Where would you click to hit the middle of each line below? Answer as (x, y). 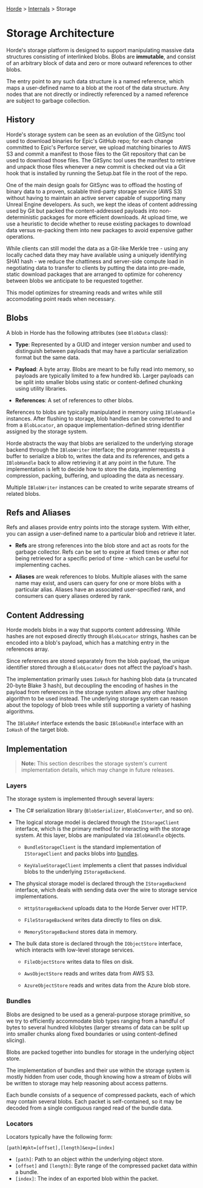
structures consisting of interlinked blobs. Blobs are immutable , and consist (101, 57)
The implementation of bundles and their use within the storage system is (98, 1070)
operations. (21, 236)
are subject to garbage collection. (48, 100)
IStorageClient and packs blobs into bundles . (82, 854)
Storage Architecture (61, 33)
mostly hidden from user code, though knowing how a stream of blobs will (99, 1076)
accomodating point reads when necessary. (61, 299)
